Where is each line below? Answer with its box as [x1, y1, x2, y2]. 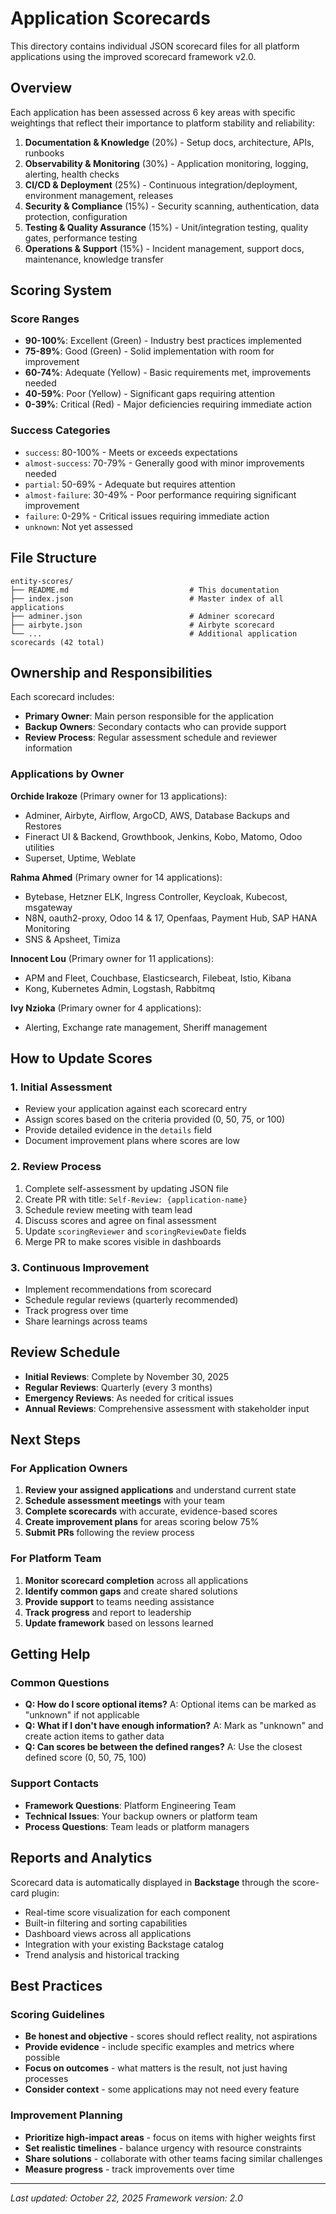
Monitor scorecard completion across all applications [24, 1574, 249, 1586]
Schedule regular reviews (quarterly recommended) [24, 1293, 239, 1306]
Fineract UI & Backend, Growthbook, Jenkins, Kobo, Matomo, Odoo [24, 830, 303, 842]
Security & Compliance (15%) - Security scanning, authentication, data [24, 200, 320, 212]
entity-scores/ [10, 576, 74, 586]
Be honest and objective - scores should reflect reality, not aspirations [24, 2030, 318, 2042]
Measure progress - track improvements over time [24, 2163, 235, 2175]
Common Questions [10, 1676, 110, 1690]
